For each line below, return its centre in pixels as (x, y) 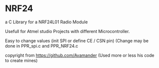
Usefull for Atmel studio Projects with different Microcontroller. (67, 31)
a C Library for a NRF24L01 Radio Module (47, 22)
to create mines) (21, 60)
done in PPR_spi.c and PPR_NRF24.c (42, 46)
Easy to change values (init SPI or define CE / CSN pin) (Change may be (77, 41)
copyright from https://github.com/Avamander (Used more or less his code (80, 55)
